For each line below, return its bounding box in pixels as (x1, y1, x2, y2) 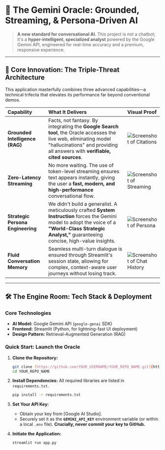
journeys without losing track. (48, 270, 117, 277)
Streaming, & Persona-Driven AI (5, 15, 138, 26)
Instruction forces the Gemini (48, 212, 117, 219)
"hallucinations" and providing (48, 141, 118, 148)
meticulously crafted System (48, 207, 115, 213)
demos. (5, 97, 21, 103)
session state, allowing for (48, 258, 109, 265)
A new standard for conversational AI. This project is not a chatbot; (17, 31, 156, 37)
